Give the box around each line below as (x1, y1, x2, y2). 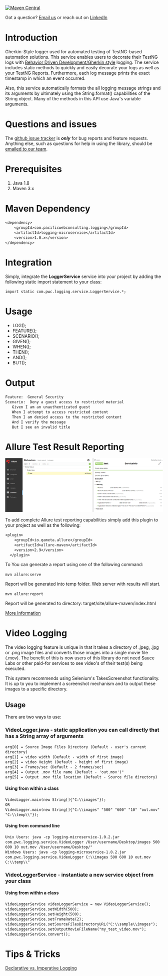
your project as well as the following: (5, 522, 81, 528)
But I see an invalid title (11, 425, 70, 430)
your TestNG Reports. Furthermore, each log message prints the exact (5, 70, 150, 76)
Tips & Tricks (5, 948, 61, 960)
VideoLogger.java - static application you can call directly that (5, 726, 159, 733)
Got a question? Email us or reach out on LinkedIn (5, 15, 107, 20)
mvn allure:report (5, 592, 43, 597)
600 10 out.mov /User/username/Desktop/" (5, 845, 93, 850)
